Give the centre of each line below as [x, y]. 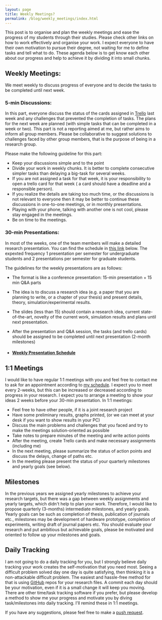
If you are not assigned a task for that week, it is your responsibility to [81, 179]
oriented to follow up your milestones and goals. [53, 535]
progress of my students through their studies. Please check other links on [79, 37]
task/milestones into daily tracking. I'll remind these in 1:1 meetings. [72, 603]
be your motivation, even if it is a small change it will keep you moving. [75, 587]
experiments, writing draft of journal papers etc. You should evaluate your [78, 524]
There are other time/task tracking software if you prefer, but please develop [81, 592]
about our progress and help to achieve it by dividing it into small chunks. [78, 58]
